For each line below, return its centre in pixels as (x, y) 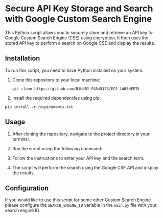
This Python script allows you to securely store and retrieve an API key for (80, 32)
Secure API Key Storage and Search (79, 9)
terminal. (21, 139)
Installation (23, 59)
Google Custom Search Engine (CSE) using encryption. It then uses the (77, 38)
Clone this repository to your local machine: (56, 80)
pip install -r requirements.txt (39, 107)
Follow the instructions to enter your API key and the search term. (78, 158)
